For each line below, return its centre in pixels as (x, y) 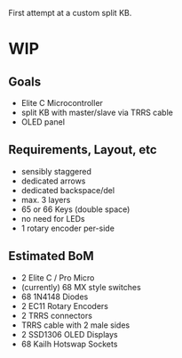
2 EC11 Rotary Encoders (64, 305)
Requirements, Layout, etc (83, 150)
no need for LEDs (53, 218)
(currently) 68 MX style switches (81, 287)
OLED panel (43, 122)
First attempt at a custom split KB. (70, 13)
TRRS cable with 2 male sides (75, 325)
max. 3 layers (46, 199)
